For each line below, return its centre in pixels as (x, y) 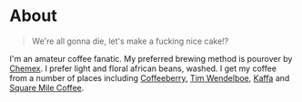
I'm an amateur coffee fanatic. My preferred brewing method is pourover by (151, 58)
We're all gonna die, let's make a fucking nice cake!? (130, 41)
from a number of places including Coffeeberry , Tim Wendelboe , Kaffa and (150, 77)
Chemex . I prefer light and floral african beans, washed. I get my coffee (143, 68)
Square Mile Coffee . (47, 87)
